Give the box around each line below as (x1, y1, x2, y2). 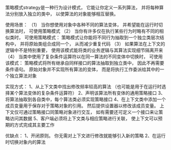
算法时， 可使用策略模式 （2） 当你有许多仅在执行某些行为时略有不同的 (9, 28, 160, 34)
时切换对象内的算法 (5, 139, 46, 145)
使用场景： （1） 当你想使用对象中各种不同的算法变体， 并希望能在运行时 (5, 22, 159, 28)
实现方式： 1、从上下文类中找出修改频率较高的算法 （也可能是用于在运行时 (5, 84, 162, 89)
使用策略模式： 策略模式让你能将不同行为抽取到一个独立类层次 (29, 35, 160, 40)
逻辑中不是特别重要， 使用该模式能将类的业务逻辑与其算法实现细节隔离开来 (5, 47, 163, 53)
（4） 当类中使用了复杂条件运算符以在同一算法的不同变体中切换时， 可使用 (5, 54, 163, 60)
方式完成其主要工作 (14, 122, 55, 128)
